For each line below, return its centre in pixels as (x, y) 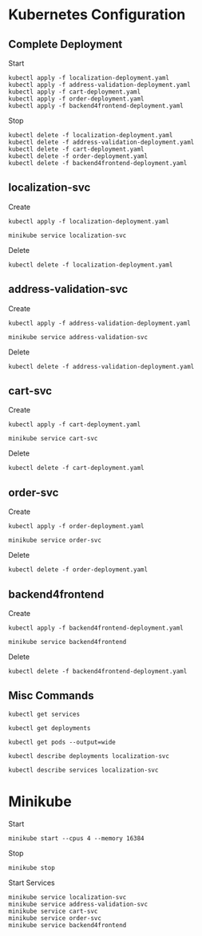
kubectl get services (44, 714)
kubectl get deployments (50, 728)
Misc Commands (51, 696)
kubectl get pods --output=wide (62, 742)
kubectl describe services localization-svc (83, 770)
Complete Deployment (65, 44)
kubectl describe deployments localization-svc (89, 756)
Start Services (32, 883)
